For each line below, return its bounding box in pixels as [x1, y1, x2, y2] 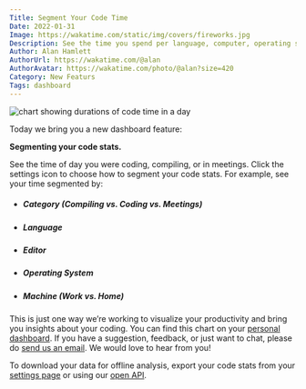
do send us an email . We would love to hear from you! [9, 343, 211, 354]
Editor [22, 244, 47, 255]
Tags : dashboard [9, 81, 71, 90]
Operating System [22, 267, 94, 278]
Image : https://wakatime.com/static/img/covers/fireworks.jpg [9, 30, 250, 39]
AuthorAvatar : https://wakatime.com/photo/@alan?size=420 [9, 65, 234, 74]
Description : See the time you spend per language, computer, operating [9, 38, 291, 48]
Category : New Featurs [9, 73, 96, 82]
